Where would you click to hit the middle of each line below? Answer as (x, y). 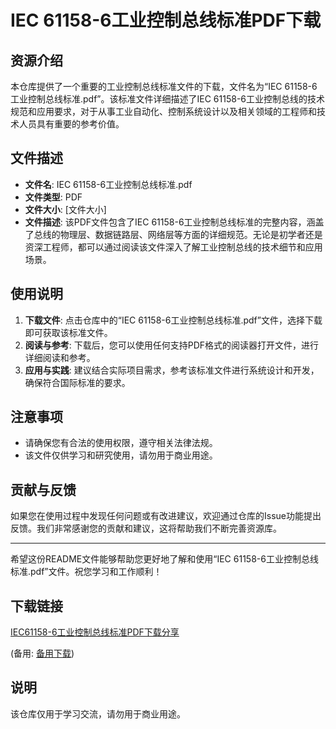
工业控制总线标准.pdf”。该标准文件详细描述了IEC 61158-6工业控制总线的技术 (168, 99)
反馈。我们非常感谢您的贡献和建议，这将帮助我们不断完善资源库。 (146, 528)
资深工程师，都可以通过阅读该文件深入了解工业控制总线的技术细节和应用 (173, 247)
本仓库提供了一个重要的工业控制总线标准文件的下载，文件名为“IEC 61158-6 (164, 86)
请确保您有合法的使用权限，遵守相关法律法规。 (121, 443)
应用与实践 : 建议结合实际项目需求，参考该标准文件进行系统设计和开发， (172, 370)
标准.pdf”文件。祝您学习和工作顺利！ (86, 572)
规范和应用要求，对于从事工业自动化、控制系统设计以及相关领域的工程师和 (163, 111)
